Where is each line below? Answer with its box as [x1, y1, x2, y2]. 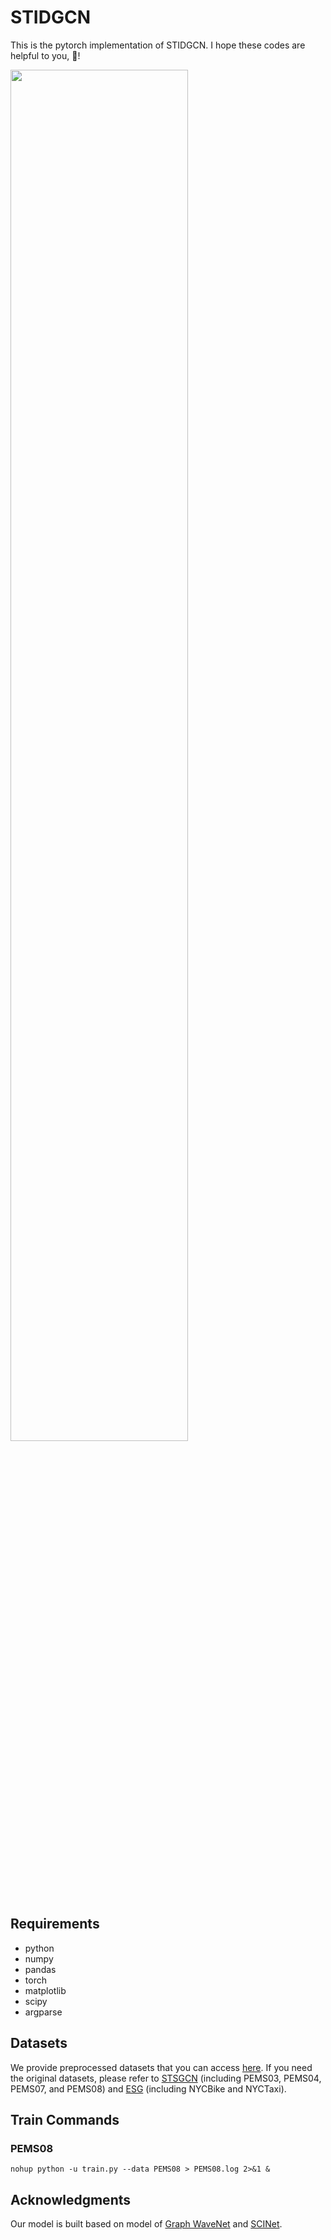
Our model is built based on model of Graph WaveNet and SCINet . [10, 2218, 283, 2230]
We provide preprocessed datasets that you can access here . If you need [10, 2061, 313, 2073]
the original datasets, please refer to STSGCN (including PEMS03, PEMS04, [10, 2072, 322, 2084]
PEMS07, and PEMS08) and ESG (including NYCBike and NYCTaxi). [10, 2082, 287, 2095]
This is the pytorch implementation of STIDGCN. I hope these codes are [10, 39, 306, 51]
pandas [24, 1963, 57, 1975]
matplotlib [24, 1984, 67, 1996]
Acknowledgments [10, 2191, 132, 2208]
